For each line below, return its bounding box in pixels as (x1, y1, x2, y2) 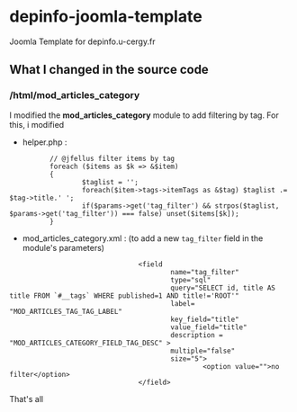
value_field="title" (170, 322, 247, 332)
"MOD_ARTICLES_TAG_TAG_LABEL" (9, 307, 123, 316)
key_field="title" (170, 315, 240, 324)
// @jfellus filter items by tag (49, 154, 175, 163)
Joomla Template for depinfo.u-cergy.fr (9, 36, 156, 47)
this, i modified (9, 119, 65, 130)
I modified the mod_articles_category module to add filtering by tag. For (9, 110, 279, 121)
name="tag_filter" (170, 267, 240, 276)
